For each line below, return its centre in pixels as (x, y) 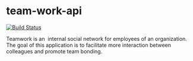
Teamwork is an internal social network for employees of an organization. (96, 38)
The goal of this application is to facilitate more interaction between (88, 45)
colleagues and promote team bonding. (54, 51)
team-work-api (44, 11)
